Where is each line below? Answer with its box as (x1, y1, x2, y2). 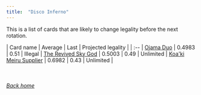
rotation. (6, 31, 27, 39)
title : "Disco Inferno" (6, 8, 69, 15)
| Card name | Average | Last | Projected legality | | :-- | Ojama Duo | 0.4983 (6, 44, 196, 51)
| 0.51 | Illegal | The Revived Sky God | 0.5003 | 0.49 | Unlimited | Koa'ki (6, 50, 185, 57)
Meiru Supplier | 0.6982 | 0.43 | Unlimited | (6, 56, 113, 64)
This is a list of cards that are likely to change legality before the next (6, 25, 179, 33)
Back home (6, 82, 35, 90)
